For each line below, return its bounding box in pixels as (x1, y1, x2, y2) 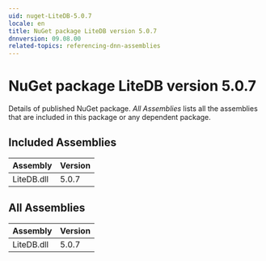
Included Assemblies (8, 135, 117, 150)
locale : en (8, 19, 45, 28)
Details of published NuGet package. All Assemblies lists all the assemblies (8, 104, 259, 113)
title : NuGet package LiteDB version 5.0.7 (8, 27, 158, 35)
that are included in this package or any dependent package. (8, 113, 212, 122)
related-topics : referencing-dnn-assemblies (8, 42, 161, 50)
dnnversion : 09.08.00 (8, 34, 82, 43)
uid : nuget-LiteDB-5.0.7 (8, 11, 92, 20)
